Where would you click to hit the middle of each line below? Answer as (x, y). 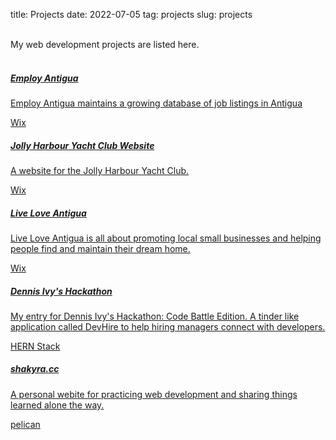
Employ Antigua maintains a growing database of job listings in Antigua (156, 103)
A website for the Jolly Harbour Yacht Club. (100, 170)
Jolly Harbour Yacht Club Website (82, 145)
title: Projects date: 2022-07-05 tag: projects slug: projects (131, 14)
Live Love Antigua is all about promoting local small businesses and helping (166, 238)
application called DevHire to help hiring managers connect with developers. (168, 326)
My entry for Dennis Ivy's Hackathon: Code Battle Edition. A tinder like (155, 316)
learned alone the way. (57, 405)
